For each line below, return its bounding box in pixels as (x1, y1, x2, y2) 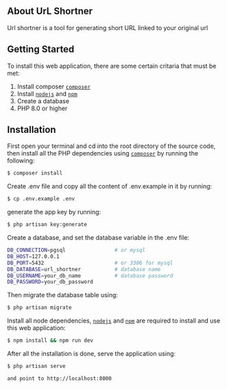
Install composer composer (16, 82, 91, 90)
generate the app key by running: (7, 208, 101, 216)
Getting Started (7, 44, 75, 55)
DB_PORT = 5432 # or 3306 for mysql (7, 260, 174, 266)
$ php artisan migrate (7, 304, 72, 311)
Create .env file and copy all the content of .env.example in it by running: (7, 182, 213, 190)
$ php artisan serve (7, 363, 67, 370)
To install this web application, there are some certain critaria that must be (7, 62, 217, 70)
